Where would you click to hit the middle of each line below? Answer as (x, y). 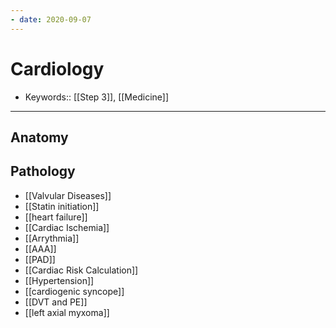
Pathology (43, 171)
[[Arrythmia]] (52, 238)
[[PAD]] (40, 259)
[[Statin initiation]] (62, 206)
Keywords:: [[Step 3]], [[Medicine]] (97, 97)
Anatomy (39, 137)
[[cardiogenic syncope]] (74, 291)
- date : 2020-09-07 (51, 19)
